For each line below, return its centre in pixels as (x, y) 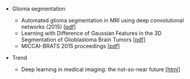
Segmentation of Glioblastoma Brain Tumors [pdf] (83, 39)
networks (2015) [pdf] (48, 27)
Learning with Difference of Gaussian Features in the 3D (91, 33)
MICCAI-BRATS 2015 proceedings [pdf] (70, 46)
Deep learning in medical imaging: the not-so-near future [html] (101, 69)
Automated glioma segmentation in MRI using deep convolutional (102, 20)
